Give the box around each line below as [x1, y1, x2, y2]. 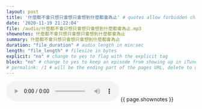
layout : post [6, 8, 39, 15]
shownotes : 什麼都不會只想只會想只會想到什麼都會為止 [6, 31, 126, 37]
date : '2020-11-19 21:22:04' [6, 20, 79, 26]
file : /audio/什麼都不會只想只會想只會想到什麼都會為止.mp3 [6, 25, 142, 32]
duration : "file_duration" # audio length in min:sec [6, 43, 144, 49]
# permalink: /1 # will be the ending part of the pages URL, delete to [6, 64, 192, 71]
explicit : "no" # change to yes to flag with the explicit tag [6, 53, 168, 59]
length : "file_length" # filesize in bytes [6, 48, 117, 54]
